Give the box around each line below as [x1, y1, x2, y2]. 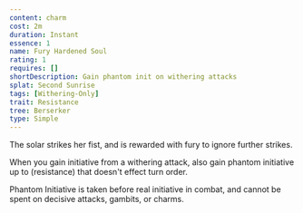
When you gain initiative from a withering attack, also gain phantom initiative [9, 157, 295, 168]
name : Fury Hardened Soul [9, 47, 107, 56]
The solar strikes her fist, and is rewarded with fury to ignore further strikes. [9, 140, 293, 150]
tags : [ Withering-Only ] [9, 89, 100, 98]
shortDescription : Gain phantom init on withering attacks [9, 73, 238, 82]
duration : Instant [9, 30, 79, 39]
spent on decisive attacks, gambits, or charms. [9, 194, 184, 205]
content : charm [9, 13, 67, 23]
